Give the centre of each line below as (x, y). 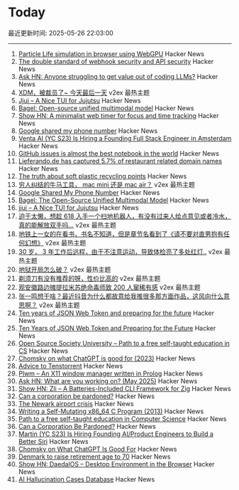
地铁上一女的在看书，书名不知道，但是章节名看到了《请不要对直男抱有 (121, 234)
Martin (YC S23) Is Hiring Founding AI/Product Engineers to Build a (116, 434)
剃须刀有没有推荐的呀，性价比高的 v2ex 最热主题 (89, 278)
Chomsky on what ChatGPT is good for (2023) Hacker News (107, 358)
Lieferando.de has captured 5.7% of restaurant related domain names (120, 161)
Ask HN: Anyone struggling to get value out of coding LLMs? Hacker (118, 76)
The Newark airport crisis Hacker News (76, 403)
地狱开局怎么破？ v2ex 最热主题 (65, 269)
